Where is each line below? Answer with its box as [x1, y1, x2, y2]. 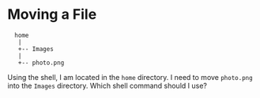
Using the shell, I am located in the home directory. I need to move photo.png [7, 72, 254, 82]
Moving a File [7, 5, 97, 24]
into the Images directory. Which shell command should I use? [7, 81, 207, 90]
